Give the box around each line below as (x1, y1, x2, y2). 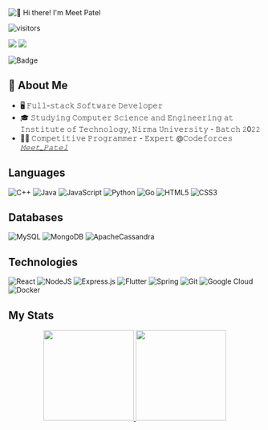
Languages (8, 166, 66, 180)
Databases (8, 211, 64, 224)
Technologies (8, 255, 79, 268)
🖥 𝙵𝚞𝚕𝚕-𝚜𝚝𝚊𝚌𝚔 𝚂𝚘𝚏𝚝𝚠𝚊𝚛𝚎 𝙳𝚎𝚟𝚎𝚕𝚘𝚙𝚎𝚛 (19, 100, 163, 110)
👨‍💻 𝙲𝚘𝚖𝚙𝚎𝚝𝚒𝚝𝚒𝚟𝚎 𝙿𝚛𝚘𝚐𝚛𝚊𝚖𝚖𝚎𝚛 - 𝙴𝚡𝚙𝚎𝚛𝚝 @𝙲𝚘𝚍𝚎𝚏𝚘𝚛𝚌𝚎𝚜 (19, 133, 233, 143)
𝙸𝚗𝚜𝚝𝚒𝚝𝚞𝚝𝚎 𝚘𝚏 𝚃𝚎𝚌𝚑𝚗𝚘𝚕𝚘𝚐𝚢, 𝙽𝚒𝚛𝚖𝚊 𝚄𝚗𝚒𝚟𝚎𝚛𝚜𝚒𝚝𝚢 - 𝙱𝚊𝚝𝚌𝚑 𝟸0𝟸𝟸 (19, 124, 261, 133)
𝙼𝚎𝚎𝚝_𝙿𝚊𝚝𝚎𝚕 (19, 142, 69, 152)
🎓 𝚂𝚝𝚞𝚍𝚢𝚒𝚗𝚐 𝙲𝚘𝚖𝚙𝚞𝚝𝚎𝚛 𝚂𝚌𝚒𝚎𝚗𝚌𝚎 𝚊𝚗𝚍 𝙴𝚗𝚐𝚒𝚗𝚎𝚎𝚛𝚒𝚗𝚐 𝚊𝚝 (19, 113, 234, 122)
